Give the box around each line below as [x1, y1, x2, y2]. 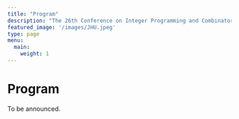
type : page [7, 30, 40, 38]
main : [14, 43, 31, 51]
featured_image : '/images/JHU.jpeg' [7, 24, 116, 31]
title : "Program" [7, 10, 59, 18]
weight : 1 [20, 51, 50, 58]
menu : [7, 37, 23, 44]
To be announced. [7, 104, 61, 113]
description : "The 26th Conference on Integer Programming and [7, 17, 199, 24]
